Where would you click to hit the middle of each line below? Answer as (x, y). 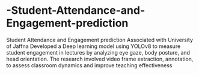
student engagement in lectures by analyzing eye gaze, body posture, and (98, 52)
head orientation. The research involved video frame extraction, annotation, (100, 59)
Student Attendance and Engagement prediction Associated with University (100, 40)
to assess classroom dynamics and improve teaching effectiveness (89, 65)
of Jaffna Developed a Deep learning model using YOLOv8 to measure (93, 46)
